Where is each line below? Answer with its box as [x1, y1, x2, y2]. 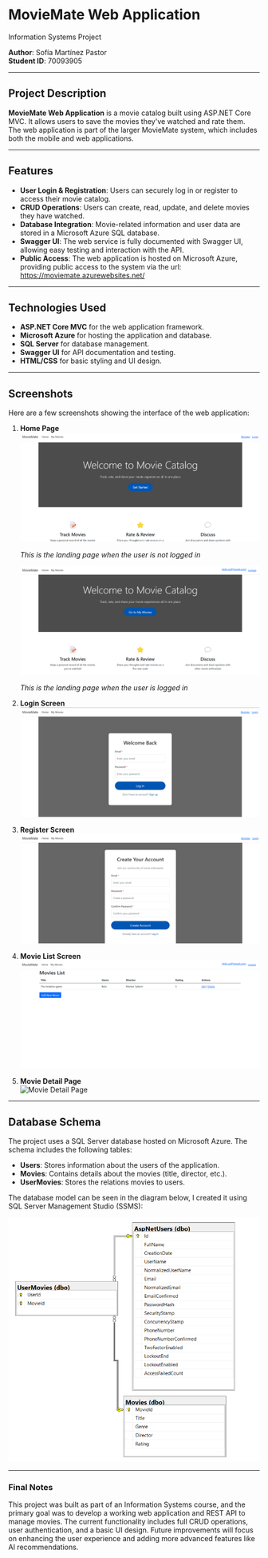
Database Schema [8, 1116, 101, 1129]
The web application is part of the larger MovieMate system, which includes [8, 125, 258, 134]
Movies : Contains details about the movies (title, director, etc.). [19, 1169, 227, 1179]
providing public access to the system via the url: [19, 262, 182, 271]
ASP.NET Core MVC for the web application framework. [19, 322, 205, 332]
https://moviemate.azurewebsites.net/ [19, 270, 145, 280]
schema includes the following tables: [8, 1145, 133, 1155]
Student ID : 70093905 [8, 56, 82, 66]
